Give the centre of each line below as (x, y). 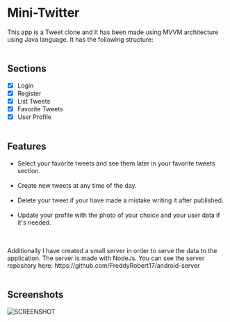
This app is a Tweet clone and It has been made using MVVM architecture (113, 32)
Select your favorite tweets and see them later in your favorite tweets (116, 163)
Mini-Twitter (43, 13)
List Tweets (34, 101)
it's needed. (34, 222)
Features (27, 146)
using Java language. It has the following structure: (81, 39)
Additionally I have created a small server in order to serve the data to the (112, 250)
